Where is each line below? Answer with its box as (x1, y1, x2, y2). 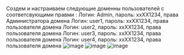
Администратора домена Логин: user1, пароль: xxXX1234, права (6, 18, 169, 24)
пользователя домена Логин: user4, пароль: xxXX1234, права (6, 36, 162, 43)
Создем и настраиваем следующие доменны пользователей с (6, 5, 165, 12)
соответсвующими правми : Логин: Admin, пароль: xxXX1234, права (6, 11, 179, 18)
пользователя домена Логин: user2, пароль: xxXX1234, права (6, 23, 162, 30)
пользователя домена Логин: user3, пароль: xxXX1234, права (6, 30, 161, 37)
